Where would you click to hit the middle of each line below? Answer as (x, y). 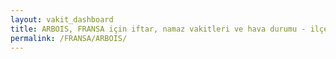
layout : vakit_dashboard (62, 19)
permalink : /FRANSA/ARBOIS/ (69, 38)
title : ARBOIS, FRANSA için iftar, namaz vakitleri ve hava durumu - (158, 29)
